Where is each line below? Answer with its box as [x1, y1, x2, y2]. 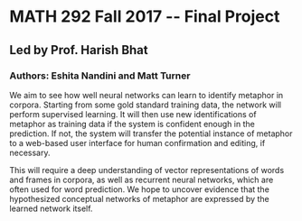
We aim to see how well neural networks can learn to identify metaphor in [9, 89, 284, 100]
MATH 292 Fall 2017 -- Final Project [9, 6, 280, 27]
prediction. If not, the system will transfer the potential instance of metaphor [9, 128, 293, 139]
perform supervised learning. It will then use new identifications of [9, 108, 257, 119]
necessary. [9, 147, 52, 158]
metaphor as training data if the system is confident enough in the [9, 118, 255, 129]
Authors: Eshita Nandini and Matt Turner [9, 69, 191, 82]
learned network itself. [9, 203, 93, 214]
